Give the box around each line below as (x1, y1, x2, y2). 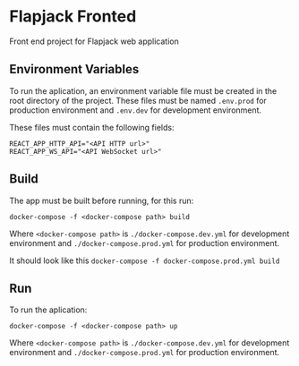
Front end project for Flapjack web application (9, 36, 179, 47)
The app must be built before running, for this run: (9, 195, 194, 206)
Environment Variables (9, 62, 140, 77)
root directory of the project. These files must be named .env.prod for (9, 95, 267, 106)
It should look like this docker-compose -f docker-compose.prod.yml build (9, 255, 280, 266)
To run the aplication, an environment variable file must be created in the (9, 85, 278, 96)
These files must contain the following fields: (9, 122, 175, 132)
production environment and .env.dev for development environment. (9, 105, 262, 115)
